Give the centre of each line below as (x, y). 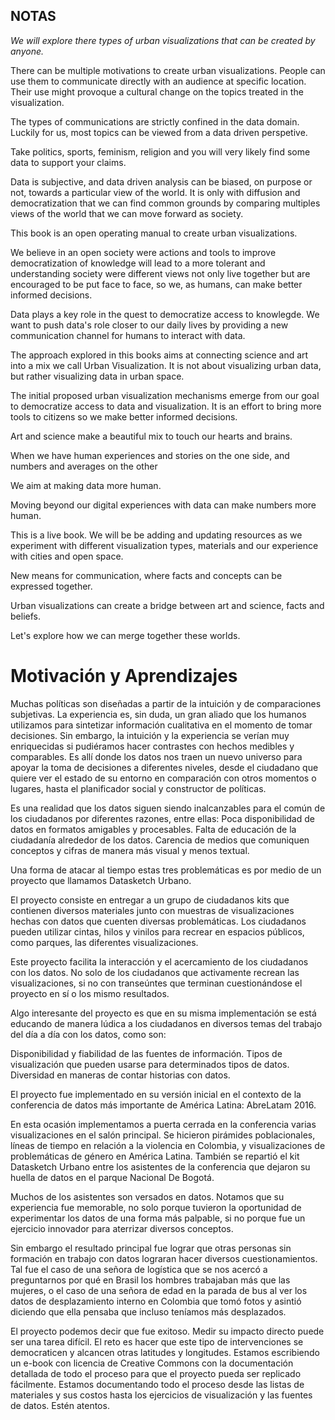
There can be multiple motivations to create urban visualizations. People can (168, 70)
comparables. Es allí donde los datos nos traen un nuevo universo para (156, 756)
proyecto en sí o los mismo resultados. (90, 993)
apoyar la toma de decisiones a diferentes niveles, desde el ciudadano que (164, 767)
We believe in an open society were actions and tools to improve (143, 252)
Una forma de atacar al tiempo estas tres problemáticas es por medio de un (166, 870)
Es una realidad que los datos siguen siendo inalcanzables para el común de (168, 808)
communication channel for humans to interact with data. (128, 335)
